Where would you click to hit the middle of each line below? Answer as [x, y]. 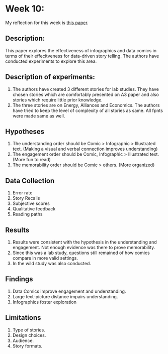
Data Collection [30, 181]
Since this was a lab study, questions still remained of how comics [81, 253]
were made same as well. [39, 115]
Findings [19, 279]
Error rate [22, 193]
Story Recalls [26, 198]
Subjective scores [31, 203]
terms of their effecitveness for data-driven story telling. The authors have [82, 56]
